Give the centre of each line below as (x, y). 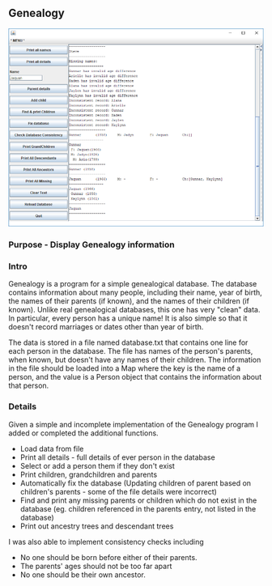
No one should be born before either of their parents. (108, 557)
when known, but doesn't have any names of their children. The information (135, 360)
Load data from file (52, 448)
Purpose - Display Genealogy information (92, 244)
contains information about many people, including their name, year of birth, (136, 293)
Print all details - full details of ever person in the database (118, 457)
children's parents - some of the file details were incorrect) (118, 491)
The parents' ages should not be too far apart (96, 566)
